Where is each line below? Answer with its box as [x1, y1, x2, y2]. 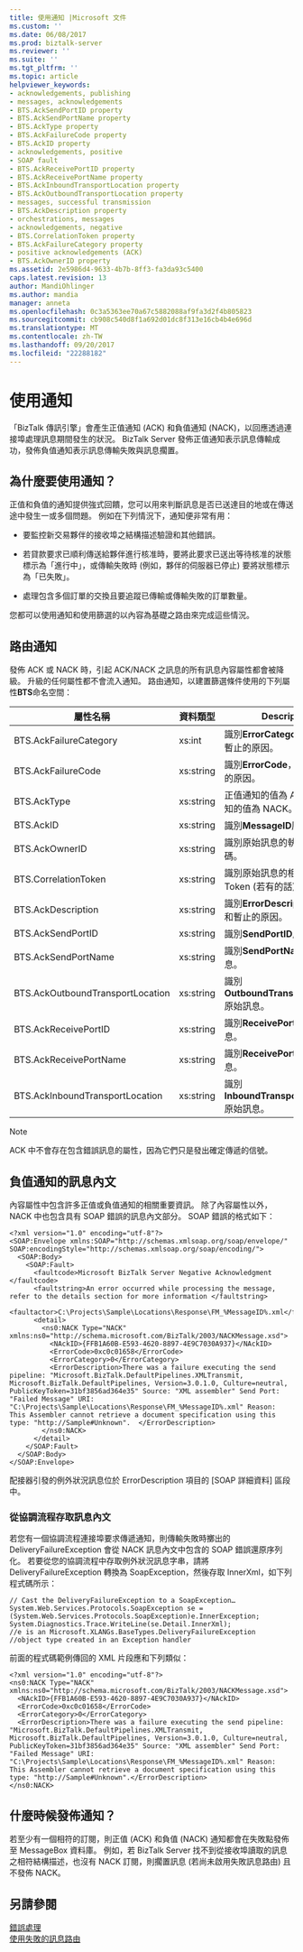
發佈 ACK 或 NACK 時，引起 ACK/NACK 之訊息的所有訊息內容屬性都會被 [9, 664, 277, 675]
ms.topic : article [9, 72, 78, 81]
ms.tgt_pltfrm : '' [9, 64, 78, 73]
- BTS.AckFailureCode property [9, 131, 127, 140]
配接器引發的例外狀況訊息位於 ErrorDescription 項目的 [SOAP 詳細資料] [9, 1475, 273, 1485]
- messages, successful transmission [9, 198, 151, 208]
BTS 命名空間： [17, 687, 72, 698]
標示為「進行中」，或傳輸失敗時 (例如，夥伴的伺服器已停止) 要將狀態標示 [22, 560, 290, 571]
